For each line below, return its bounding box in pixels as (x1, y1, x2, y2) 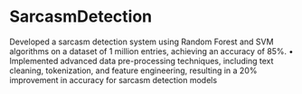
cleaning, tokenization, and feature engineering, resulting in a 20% (9, 65, 258, 76)
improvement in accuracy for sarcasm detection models (9, 74, 218, 85)
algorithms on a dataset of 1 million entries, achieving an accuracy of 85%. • (9, 45, 294, 56)
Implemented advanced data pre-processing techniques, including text (9, 55, 274, 66)
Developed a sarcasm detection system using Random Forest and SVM (9, 36, 274, 47)
